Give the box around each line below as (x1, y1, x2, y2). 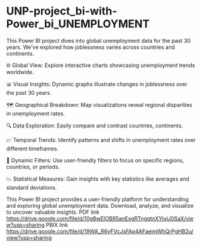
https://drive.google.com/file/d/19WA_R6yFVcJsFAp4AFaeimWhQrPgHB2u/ (6, 228, 194, 235)
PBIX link (46, 221, 68, 228)
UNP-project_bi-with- (6, 4, 118, 18)
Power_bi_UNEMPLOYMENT (6, 17, 150, 31)
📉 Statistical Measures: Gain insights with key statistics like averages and (6, 175, 189, 182)
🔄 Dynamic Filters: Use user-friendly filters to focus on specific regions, (6, 156, 185, 164)
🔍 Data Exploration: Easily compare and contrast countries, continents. (6, 122, 183, 129)
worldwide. (6, 68, 34, 75)
